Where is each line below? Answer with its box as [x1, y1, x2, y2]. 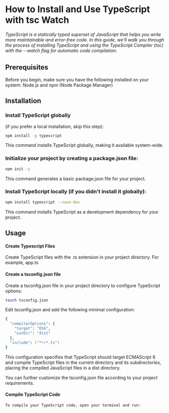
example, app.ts [5, 260, 39, 266]
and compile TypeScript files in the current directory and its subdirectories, [5, 359, 161, 365]
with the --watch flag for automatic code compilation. [5, 47, 118, 54]
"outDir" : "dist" [14, 331, 51, 336]
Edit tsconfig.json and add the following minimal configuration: [5, 307, 135, 313]
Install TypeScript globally [5, 112, 71, 119]
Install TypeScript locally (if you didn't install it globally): [5, 188, 146, 195]
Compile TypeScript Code [5, 391, 61, 398]
